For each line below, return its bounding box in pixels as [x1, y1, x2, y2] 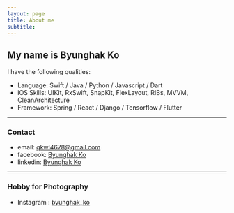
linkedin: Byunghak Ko [17, 158, 81, 166]
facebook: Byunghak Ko [17, 151, 86, 159]
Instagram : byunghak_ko [17, 198, 91, 206]
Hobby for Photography [7, 182, 89, 192]
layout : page [7, 10, 45, 17]
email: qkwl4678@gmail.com [17, 143, 101, 152]
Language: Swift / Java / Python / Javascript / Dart [17, 81, 163, 89]
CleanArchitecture [17, 96, 70, 105]
